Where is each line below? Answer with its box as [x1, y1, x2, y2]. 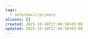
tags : [5, 7, 17, 13]
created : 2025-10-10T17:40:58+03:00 [5, 21, 83, 27]
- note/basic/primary [10, 12, 56, 17]
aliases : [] [5, 17, 31, 22]
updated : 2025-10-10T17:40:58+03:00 [5, 26, 83, 31]
